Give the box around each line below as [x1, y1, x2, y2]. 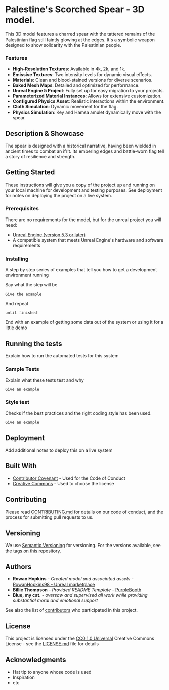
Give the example [5, 292, 42, 297]
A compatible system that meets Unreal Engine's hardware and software [12, 237, 163, 243]
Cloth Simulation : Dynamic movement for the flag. [12, 104, 118, 110]
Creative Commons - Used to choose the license [12, 481, 114, 487]
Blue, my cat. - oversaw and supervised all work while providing [12, 592, 148, 598]
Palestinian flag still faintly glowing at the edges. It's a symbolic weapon [5, 37, 155, 43]
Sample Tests [5, 366, 39, 373]
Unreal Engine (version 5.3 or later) [12, 232, 86, 238]
